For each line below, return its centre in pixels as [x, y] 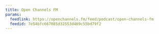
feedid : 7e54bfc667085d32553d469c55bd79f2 [56, 24]
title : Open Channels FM [32, 10]
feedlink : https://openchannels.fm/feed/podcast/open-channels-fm [82, 19]
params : [14, 14]
